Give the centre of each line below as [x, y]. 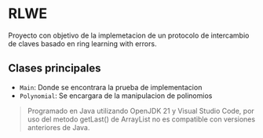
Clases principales [55, 69]
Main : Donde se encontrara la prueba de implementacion [111, 87]
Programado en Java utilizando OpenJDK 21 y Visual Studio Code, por [141, 111]
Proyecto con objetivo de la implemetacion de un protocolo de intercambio [129, 35]
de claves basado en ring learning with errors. [82, 43]
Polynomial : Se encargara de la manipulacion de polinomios [116, 96]
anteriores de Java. [58, 127]
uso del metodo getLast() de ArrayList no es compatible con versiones [141, 119]
